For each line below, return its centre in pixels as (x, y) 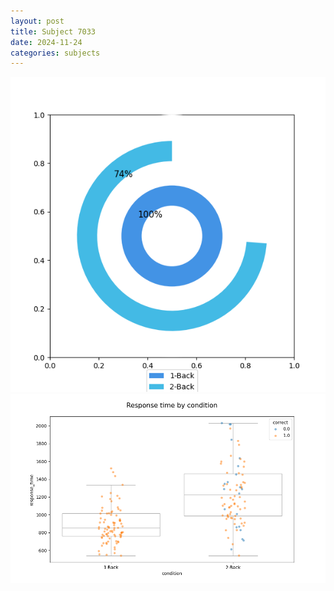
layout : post (37, 21)
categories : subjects (55, 53)
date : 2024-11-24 (46, 42)
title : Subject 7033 (53, 31)
